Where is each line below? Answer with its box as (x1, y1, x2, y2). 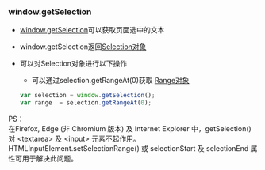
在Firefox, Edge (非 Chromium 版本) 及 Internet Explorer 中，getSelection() (8, 124, 252, 134)
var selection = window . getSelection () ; (19, 92, 156, 100)
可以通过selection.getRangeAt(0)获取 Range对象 (31, 76, 190, 85)
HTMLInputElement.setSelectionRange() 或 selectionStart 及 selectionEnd (8, 144, 249, 153)
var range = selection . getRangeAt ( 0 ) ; (19, 99, 152, 107)
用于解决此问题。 (21, 153, 78, 164)
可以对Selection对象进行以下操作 (19, 59, 128, 69)
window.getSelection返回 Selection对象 (19, 42, 147, 51)
